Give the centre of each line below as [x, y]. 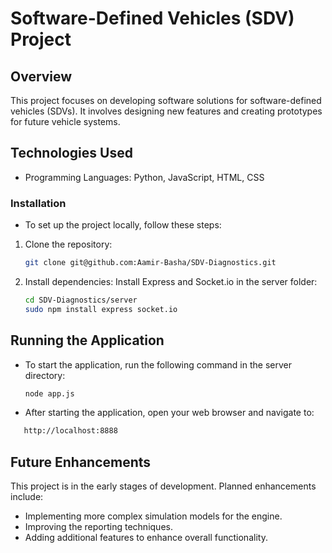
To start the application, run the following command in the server [158, 364]
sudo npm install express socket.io [101, 309]
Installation [38, 203]
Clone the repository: [68, 244]
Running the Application [87, 340]
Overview [41, 76]
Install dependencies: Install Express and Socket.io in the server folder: [171, 281]
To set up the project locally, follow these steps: [123, 225]
